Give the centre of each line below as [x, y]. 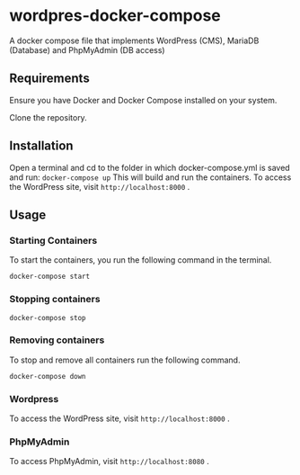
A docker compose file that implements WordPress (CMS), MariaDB [134, 40]
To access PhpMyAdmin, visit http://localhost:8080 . [109, 462]
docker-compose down [48, 376]
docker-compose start [50, 277]
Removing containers [57, 340]
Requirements [49, 79]
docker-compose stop [48, 318]
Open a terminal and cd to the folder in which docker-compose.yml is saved [150, 167]
